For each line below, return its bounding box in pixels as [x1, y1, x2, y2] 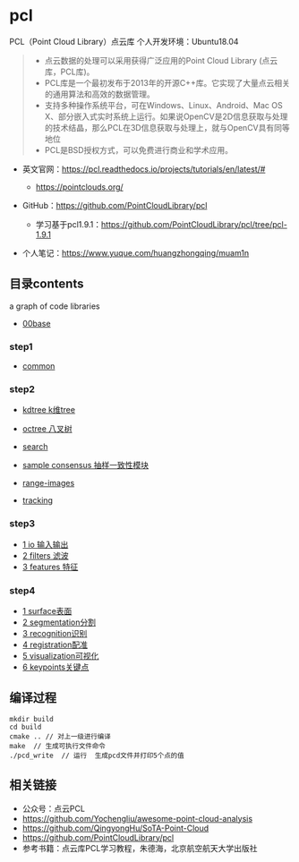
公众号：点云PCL [21, 803, 85, 814]
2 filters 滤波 [21, 550, 69, 560]
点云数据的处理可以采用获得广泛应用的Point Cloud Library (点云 [44, 55, 278, 65]
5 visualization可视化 [21, 650, 99, 661]
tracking [21, 495, 54, 506]
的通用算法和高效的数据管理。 [44, 89, 155, 99]
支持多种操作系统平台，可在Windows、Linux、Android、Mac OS [44, 99, 284, 110]
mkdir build [9, 714, 54, 723]
